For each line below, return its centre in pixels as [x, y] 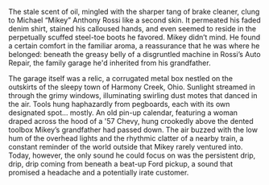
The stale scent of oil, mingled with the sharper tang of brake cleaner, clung [134, 12]
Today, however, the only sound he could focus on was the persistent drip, [132, 155]
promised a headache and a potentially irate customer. [99, 173]
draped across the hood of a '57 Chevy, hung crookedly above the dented [131, 121]
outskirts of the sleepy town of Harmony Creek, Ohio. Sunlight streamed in [132, 87]
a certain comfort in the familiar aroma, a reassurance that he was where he [134, 46]
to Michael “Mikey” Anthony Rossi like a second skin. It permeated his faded [135, 20]
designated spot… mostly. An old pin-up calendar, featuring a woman [123, 113]
